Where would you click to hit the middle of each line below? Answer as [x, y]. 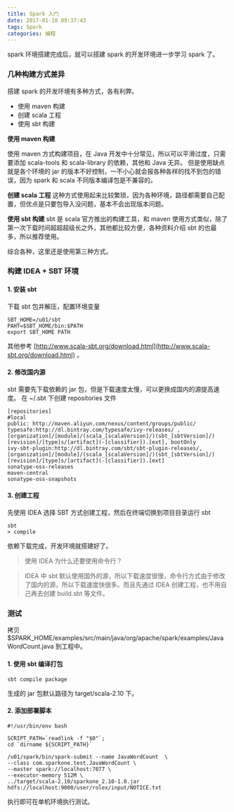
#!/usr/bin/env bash [38, 726]
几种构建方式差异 [36, 75]
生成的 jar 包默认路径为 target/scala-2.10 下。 [73, 693]
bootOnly [184, 442]
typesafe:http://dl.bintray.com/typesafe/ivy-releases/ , [94, 430]
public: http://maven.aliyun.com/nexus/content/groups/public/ [102, 423]
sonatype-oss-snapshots [42, 479]
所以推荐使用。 [41, 236]
